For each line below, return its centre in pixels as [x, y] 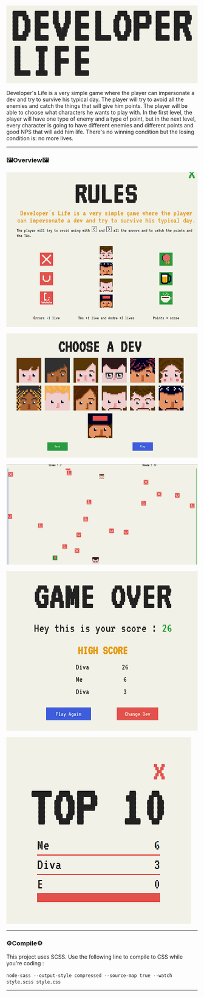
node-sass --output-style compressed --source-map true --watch [89, 975]
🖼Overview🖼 [28, 160]
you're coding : [25, 963]
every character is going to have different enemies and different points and [100, 125]
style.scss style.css [34, 982]
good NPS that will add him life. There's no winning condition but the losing [100, 132]
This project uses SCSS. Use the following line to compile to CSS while [95, 957]
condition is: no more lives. [40, 138]
